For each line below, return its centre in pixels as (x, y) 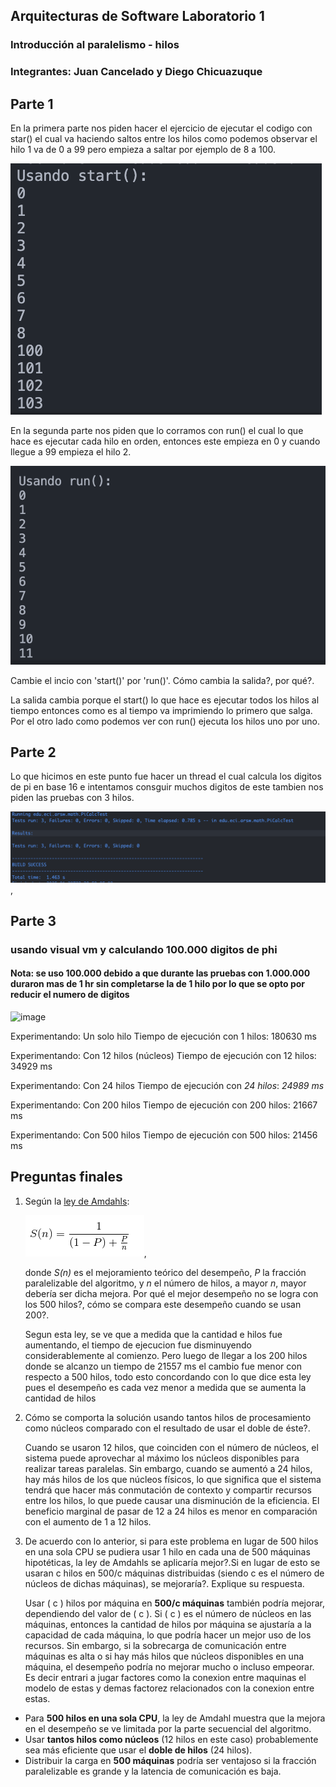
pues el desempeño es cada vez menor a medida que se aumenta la (165, 1387)
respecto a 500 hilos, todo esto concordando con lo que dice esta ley (168, 1376)
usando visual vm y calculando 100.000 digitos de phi (144, 949)
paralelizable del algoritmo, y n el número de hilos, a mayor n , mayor (165, 1283)
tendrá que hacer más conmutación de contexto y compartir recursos (168, 1490)
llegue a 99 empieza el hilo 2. (71, 452)
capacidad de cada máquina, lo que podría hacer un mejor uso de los (168, 1635)
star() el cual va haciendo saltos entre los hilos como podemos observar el (164, 139)
